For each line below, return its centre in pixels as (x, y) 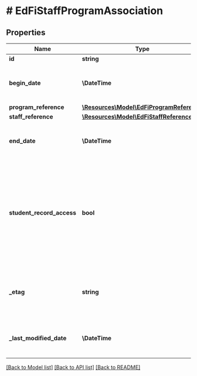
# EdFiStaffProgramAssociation (85, 11)
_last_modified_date (38, 338)
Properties (26, 33)
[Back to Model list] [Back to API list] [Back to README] (73, 367)
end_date (23, 141)
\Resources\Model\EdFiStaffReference (137, 117)
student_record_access (43, 213)
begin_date (25, 83)
